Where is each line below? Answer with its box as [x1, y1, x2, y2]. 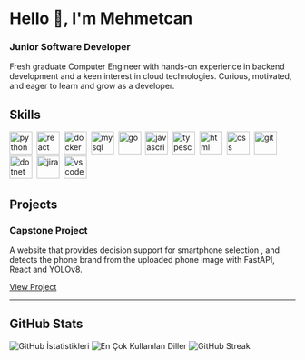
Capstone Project [9, 224, 88, 236]
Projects [9, 196, 58, 212]
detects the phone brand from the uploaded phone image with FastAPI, [9, 254, 275, 265]
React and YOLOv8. [9, 264, 84, 275]
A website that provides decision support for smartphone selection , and [9, 245, 280, 255]
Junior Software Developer [9, 41, 131, 54]
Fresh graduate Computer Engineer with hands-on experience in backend [9, 61, 285, 72]
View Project [9, 281, 57, 292]
